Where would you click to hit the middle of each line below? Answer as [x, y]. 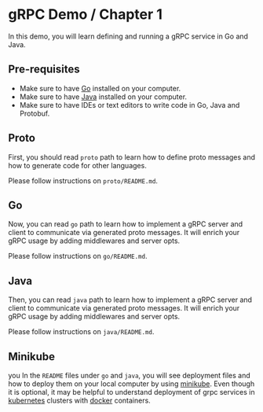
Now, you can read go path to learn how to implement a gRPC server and [126, 224]
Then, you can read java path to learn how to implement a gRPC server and [130, 300]
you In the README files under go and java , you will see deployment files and [129, 375]
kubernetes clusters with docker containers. [79, 400]
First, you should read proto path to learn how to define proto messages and [132, 157]
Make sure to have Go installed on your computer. [100, 88]
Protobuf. [35, 113]
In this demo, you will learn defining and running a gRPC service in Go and [128, 36]
